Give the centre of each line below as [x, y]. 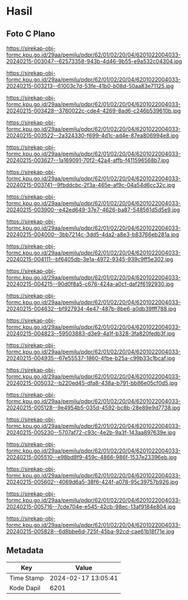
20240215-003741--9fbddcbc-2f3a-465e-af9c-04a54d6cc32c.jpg [91, 185]
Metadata [25, 550]
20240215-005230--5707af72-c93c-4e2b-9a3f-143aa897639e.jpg [91, 432]
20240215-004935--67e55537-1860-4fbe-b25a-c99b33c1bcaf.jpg [91, 358]
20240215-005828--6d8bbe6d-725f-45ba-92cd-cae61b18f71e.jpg [90, 531]
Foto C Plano [31, 34]
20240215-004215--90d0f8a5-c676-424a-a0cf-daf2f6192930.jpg [90, 284]
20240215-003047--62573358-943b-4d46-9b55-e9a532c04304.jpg [94, 61]
